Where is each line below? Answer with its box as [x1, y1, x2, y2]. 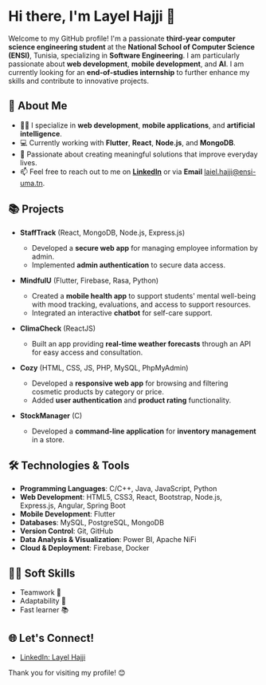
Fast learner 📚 [19, 605, 69, 615]
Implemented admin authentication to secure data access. [31, 259, 225, 270]
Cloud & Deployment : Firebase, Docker [19, 543, 150, 553]
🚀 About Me [8, 99, 68, 113]
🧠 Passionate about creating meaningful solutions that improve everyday [19, 149, 258, 159]
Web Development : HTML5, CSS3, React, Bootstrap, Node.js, [19, 493, 223, 502]
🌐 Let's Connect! [8, 631, 94, 645]
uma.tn [19, 178, 44, 188]
